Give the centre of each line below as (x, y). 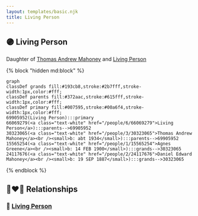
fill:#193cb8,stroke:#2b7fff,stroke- (95, 87)
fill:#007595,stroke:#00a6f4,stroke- (98, 107)
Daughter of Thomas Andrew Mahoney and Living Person (76, 59)
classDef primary (28, 107)
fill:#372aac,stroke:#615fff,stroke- (98, 97)
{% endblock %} (26, 170)
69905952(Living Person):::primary (50, 118)
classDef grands (26, 87)
